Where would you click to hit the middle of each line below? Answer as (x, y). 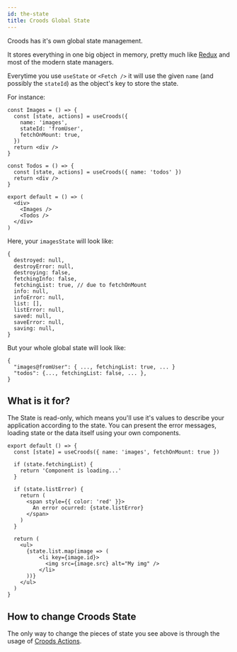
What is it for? (39, 401)
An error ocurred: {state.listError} (88, 508)
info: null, (31, 291)
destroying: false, (42, 272)
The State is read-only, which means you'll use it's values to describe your (116, 418)
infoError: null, (39, 297)
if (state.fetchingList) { (53, 465)
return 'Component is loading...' (71, 471)
